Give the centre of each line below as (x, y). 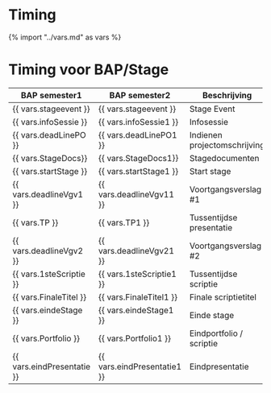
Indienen (206, 134)
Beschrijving (227, 95)
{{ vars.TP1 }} (124, 222)
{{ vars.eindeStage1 (136, 310)
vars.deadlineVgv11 (136, 194)
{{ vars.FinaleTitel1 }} (138, 297)
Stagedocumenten (224, 158)
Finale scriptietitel (223, 297)
